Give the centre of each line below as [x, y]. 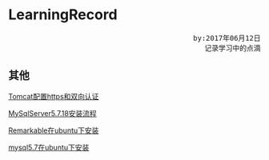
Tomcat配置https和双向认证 [54, 96]
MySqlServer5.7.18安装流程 [53, 113]
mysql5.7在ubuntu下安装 [49, 147]
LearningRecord [63, 15]
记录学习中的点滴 [233, 48]
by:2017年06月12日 [227, 38]
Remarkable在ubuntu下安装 [54, 130]
